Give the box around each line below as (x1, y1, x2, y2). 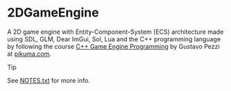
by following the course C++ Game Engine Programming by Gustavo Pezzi (7, 42, 220, 50)
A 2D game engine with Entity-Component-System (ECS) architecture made (7, 28, 224, 36)
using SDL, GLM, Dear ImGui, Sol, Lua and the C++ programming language (7, 34, 221, 43)
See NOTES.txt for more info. (7, 76, 90, 84)
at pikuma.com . (7, 50, 52, 58)
